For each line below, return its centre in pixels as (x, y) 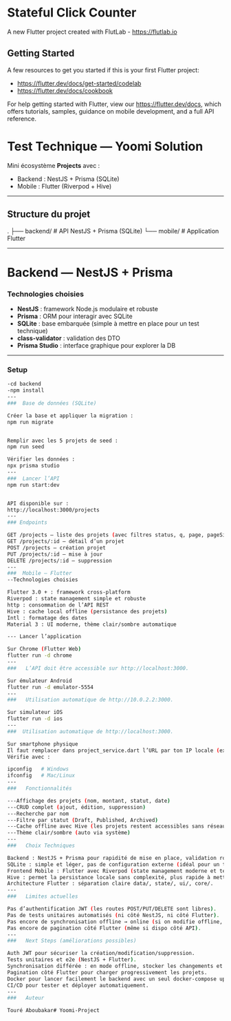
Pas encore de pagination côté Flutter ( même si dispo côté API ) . (104, 928)
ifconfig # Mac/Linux (41, 776)
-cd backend (24, 384)
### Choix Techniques (41, 846)
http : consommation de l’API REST (58, 605)
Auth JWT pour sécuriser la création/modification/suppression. (101, 954)
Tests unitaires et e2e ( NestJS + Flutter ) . (72, 960)
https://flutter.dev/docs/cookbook (65, 90)
